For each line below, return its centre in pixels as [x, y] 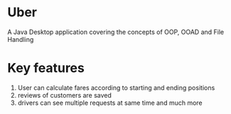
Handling [21, 39]
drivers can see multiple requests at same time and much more [110, 103]
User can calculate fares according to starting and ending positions [116, 87]
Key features [46, 68]
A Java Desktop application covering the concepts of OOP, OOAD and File [116, 32]
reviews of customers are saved [65, 95]
